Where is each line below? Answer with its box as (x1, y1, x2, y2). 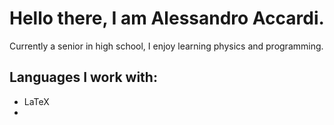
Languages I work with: (9, 69, 158, 86)
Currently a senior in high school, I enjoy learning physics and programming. (9, 40, 324, 52)
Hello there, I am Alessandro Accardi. (9, 7, 325, 30)
